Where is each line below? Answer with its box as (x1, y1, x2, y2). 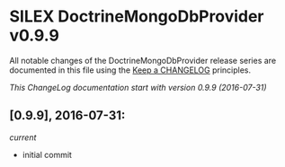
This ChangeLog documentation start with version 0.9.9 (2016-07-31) (9, 82, 267, 92)
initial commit (22, 149, 72, 160)
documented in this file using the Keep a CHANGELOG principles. (9, 65, 252, 75)
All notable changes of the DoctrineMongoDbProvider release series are (9, 55, 277, 66)
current (9, 132, 37, 143)
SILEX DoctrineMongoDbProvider (9, 6, 264, 27)
